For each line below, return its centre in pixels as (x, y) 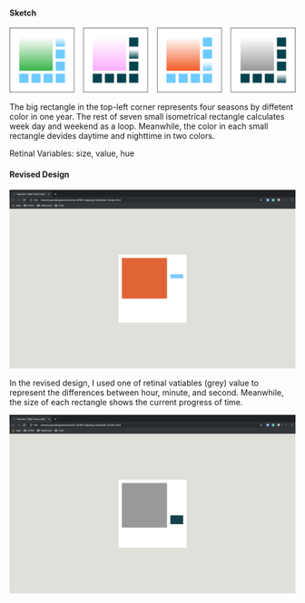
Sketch (23, 13)
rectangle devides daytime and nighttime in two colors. (112, 136)
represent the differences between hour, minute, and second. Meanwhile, (147, 392)
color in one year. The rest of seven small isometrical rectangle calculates (147, 117)
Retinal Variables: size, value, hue (72, 153)
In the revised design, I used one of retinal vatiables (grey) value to (134, 383)
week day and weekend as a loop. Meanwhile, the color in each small (139, 126)
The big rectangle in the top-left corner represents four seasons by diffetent (151, 107)
